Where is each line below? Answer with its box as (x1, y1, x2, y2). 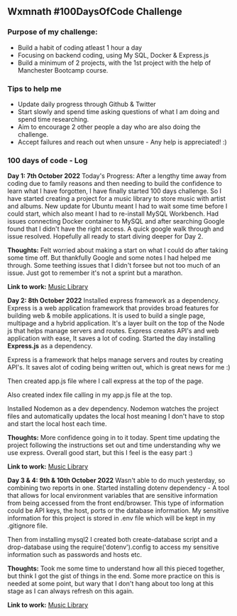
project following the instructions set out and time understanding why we (7, 441, 221, 449)
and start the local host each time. (7, 419, 107, 428)
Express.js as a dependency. (7, 342, 93, 350)
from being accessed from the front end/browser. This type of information (7, 498, 224, 508)
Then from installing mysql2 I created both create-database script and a (7, 536, 218, 544)
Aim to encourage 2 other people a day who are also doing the (17, 122, 201, 131)
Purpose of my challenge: (7, 27, 98, 37)
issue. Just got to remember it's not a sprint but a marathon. (7, 268, 183, 277)
